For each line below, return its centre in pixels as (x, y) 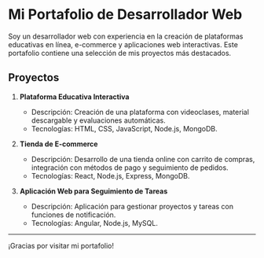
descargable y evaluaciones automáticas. (99, 120)
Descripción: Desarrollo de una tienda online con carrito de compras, (143, 159)
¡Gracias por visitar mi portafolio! (61, 245)
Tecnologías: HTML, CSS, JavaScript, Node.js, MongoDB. (124, 128)
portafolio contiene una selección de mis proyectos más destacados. (120, 53)
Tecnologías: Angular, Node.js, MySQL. (95, 223)
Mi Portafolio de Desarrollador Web (125, 15)
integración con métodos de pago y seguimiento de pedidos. (130, 168)
